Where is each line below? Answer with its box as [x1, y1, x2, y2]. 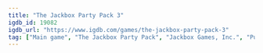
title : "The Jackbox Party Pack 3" [8, 11, 124, 19]
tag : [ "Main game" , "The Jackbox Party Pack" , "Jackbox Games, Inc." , [8, 33, 243, 41]
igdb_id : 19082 [8, 19, 58, 26]
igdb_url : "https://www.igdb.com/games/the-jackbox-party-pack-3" [8, 26, 229, 34]
